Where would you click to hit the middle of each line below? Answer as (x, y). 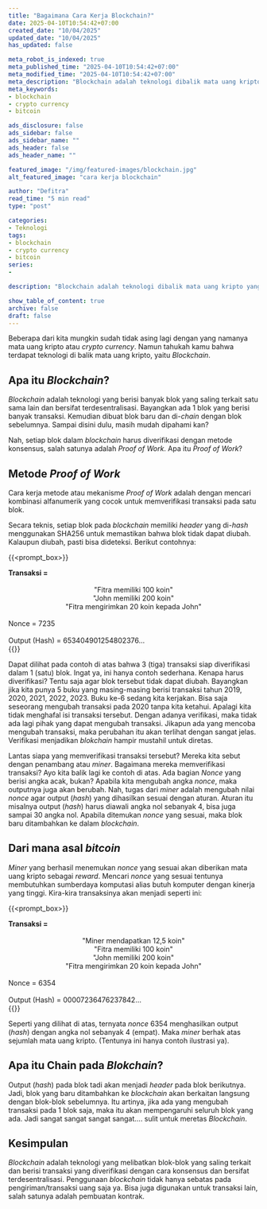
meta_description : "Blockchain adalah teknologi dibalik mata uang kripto (135, 82)
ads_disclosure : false (46, 126)
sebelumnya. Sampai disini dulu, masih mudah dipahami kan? (108, 425)
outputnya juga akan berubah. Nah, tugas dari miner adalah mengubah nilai (132, 789)
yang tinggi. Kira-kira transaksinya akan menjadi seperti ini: (105, 892)
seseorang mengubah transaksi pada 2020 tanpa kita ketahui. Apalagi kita (130, 706)
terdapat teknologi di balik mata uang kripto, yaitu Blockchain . (109, 356)
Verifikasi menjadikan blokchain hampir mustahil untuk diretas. (110, 740)
